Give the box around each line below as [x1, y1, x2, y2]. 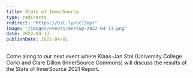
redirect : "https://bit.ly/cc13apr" [6, 20, 98, 26]
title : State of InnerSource [6, 8, 79, 15]
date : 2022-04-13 [6, 31, 50, 37]
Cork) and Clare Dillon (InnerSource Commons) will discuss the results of [6, 59, 187, 66]
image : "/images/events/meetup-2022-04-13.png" [6, 25, 128, 32]
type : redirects [6, 14, 47, 20]
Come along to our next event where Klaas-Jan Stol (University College [6, 53, 182, 60]
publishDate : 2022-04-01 [6, 36, 68, 42]
